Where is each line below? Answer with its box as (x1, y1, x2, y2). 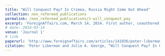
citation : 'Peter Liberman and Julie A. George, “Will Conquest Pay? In (5, 43, 157, 48)
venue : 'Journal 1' (5, 30, 45, 35)
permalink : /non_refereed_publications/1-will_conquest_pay (5, 16, 131, 21)
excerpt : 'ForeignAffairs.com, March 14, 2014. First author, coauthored (5, 20, 160, 26)
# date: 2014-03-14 (5, 25, 45, 30)
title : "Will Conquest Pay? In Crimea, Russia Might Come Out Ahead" (5, 7, 151, 12)
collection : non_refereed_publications (5, 12, 87, 17)
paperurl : (5, 39, 26, 44)
